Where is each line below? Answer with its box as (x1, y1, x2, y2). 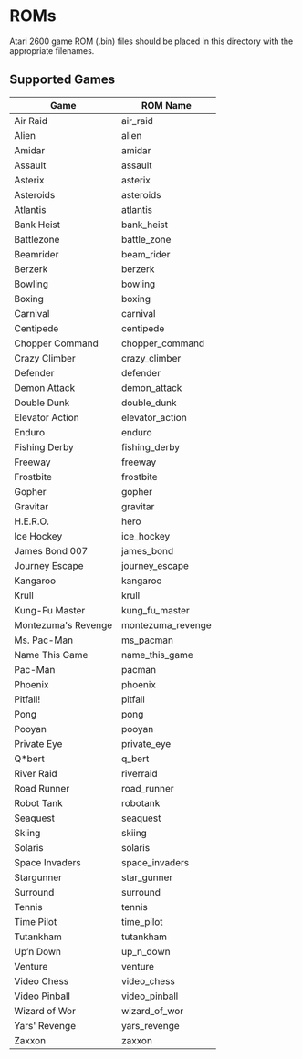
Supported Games (9, 72, 116, 88)
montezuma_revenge (121, 618, 212, 631)
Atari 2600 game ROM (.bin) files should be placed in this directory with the (9, 36, 294, 47)
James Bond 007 (14, 544, 89, 557)
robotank (121, 796, 161, 809)
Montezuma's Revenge (14, 618, 113, 631)
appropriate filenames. (9, 45, 95, 56)
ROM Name (141, 99, 192, 111)
